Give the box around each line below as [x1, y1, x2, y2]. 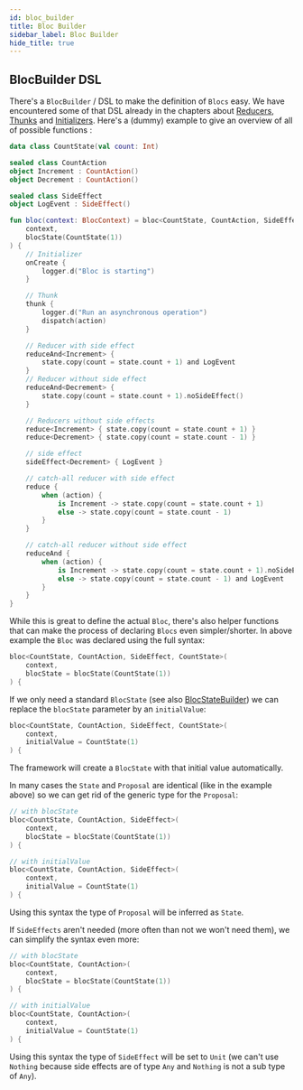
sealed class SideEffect [9, 191, 103, 200]
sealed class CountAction [9, 158, 106, 167]
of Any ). [9, 1070, 38, 1081]
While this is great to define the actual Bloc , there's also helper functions [9, 616, 280, 627]
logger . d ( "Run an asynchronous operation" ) [41, 308, 207, 317]
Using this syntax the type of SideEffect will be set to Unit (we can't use [9, 1051, 280, 1062]
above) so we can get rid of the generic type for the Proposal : [9, 789, 239, 800]
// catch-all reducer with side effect [25, 474, 176, 483]
